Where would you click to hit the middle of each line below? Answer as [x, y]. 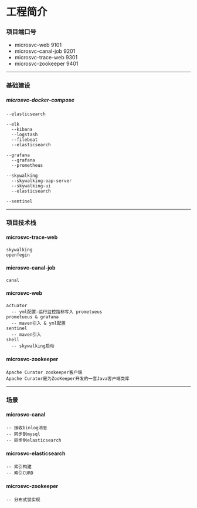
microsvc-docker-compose [40, 100]
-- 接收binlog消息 [27, 428]
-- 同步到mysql [23, 434]
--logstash [25, 135]
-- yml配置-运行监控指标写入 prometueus [57, 312]
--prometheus [27, 166]
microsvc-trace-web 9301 [46, 58]
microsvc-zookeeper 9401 [46, 64]
